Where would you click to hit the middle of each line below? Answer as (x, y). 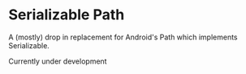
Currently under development (58, 61)
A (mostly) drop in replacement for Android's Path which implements (123, 37)
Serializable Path (67, 15)
